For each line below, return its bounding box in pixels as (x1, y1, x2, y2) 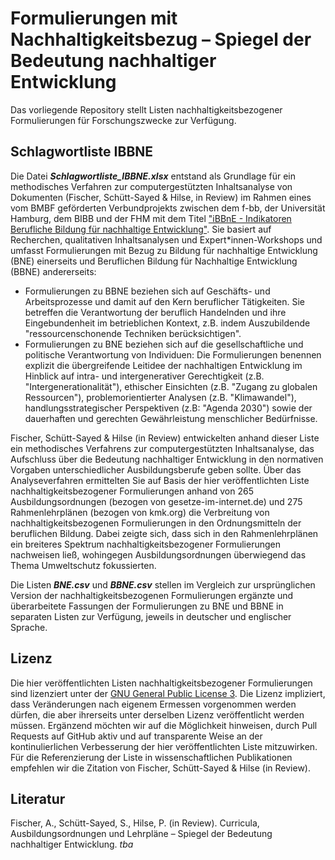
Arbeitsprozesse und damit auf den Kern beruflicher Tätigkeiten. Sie (24, 295, 305, 307)
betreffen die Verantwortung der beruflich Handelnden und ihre (24, 306, 287, 318)
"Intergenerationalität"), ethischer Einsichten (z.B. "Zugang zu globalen (24, 380, 318, 392)
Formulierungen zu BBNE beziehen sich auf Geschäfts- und (24, 285, 271, 297)
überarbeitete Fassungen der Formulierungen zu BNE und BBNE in (10, 600, 284, 612)
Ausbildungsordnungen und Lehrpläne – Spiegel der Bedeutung (10, 828, 273, 840)
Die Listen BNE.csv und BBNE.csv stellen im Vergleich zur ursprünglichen (10, 578, 316, 591)
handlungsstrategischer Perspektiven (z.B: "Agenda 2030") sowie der (24, 402, 313, 414)
